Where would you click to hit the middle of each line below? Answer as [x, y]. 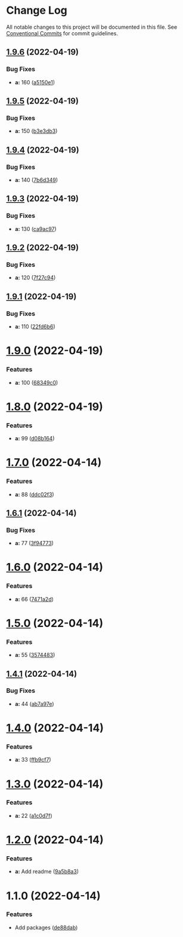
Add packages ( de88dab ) [46, 927]
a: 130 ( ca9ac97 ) [35, 229]
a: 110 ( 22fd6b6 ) [35, 327]
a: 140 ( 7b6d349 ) [36, 180]
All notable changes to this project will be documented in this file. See [92, 27]
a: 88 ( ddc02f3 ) [35, 494]
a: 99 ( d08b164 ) [35, 439]
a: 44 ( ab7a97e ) [35, 704]
